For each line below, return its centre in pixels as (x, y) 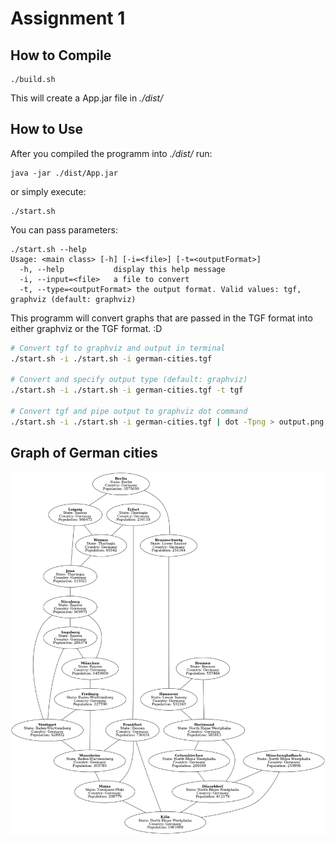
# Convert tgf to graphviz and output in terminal (118, 348)
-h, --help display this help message (122, 269)
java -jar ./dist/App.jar (64, 173)
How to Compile (61, 55)
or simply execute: (48, 191)
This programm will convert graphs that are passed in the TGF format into (161, 318)
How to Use (47, 129)
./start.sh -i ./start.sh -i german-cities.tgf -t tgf (127, 390)
